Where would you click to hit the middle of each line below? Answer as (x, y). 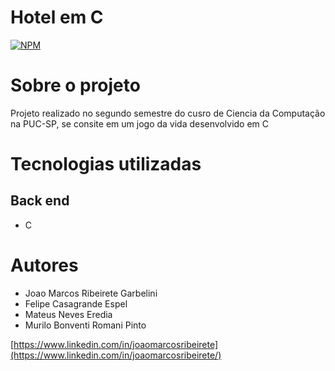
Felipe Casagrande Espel (76, 303)
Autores (44, 265)
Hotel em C (57, 17)
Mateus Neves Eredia (68, 314)
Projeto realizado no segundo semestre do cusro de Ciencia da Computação (168, 113)
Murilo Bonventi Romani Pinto (85, 325)
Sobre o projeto (75, 85)
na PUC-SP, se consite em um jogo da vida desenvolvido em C (140, 123)
